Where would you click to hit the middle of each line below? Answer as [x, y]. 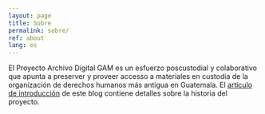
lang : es [23, 45]
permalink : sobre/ [39, 30]
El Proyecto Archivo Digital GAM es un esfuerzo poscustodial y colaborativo [133, 68]
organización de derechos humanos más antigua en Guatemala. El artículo [131, 85]
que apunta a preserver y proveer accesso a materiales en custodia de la [129, 77]
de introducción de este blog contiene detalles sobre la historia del [118, 93]
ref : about [26, 38]
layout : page [30, 16]
